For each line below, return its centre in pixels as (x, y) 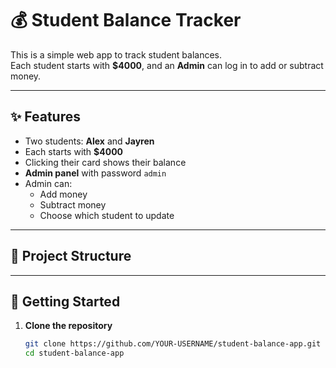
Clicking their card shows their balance (105, 162)
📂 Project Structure (71, 256)
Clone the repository (68, 326)
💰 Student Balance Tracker (126, 20)
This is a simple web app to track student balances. (116, 54)
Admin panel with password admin (95, 173)
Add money (63, 194)
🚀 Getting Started (65, 301)
